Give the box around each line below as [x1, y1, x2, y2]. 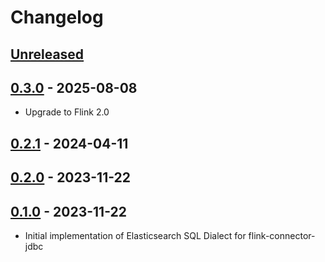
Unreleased [10, 46, 85, 63]
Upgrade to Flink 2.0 [24, 106, 110, 118]
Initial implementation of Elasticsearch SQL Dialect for [24, 229, 247, 241]
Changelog [10, 6, 104, 29]
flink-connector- [248, 229, 316, 241]
